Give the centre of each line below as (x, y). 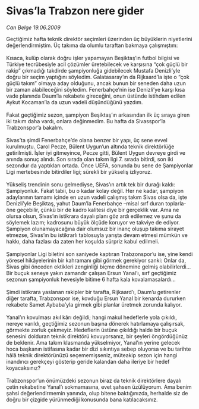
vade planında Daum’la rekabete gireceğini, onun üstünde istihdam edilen (96, 96)
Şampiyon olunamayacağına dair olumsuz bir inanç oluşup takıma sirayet (95, 229)
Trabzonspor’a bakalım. (35, 127)
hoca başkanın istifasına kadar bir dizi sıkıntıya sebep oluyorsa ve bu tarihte (99, 349)
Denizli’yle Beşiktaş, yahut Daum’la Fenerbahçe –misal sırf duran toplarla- (96, 203)
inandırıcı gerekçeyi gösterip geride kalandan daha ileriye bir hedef (88, 361)
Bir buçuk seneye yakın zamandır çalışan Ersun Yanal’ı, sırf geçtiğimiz (91, 273)
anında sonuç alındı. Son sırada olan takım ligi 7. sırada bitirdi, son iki (90, 159)
